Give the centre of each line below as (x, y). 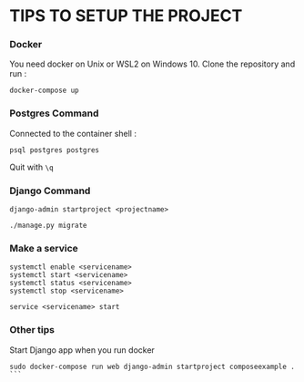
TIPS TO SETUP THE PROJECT (126, 16)
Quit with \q (31, 167)
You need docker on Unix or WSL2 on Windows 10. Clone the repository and (152, 64)
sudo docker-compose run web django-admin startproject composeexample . (152, 367)
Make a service (44, 248)
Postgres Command (54, 113)
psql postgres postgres (55, 150)
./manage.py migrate (49, 226)
